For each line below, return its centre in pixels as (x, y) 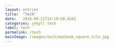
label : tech (17, 28)
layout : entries (22, 10)
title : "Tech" (21, 14)
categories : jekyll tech (31, 23)
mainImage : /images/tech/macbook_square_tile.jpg (57, 37)
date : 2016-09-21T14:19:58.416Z (41, 19)
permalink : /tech (23, 32)
